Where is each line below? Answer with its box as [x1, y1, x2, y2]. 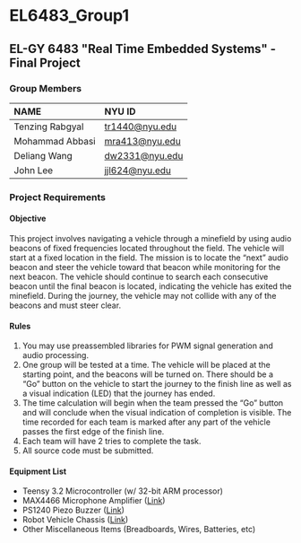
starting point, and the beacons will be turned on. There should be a [21, 369, 274, 380]
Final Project [9, 55, 81, 70]
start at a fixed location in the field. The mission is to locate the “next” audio [9, 252, 289, 263]
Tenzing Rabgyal [13, 120, 84, 133]
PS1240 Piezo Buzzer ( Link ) [21, 504, 125, 516]
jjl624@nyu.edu [104, 163, 172, 176]
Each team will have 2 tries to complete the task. [21, 436, 202, 447]
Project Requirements [9, 190, 106, 203]
